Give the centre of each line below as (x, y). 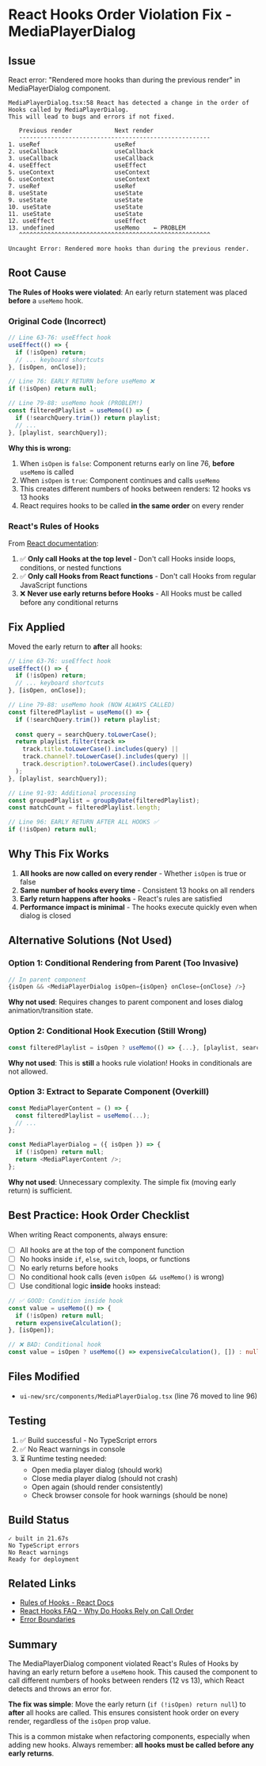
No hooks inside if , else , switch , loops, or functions (105, 1259)
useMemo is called (47, 472)
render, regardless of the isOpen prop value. (80, 1722)
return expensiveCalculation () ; (69, 1323)
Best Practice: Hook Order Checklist (99, 1215)
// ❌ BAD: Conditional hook (55, 1345)
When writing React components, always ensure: (88, 1234)
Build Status (39, 1520)
